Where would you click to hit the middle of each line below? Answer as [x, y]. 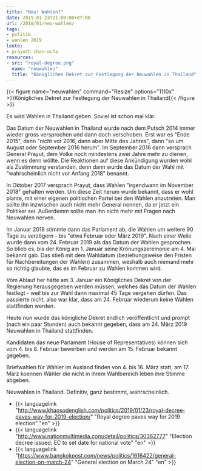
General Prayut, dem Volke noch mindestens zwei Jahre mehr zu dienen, [97, 154]
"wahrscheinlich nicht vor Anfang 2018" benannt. [68, 174]
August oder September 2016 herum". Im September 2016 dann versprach [99, 147]
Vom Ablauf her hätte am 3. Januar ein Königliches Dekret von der [89, 280]
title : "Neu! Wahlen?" [35, 12]
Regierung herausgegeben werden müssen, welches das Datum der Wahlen [101, 286]
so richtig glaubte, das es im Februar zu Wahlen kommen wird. [84, 268]
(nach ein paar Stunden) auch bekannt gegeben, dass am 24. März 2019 [97, 324]
